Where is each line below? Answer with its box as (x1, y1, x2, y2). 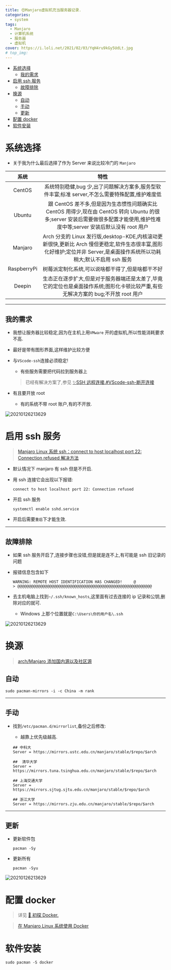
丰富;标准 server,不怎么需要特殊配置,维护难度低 (49, 191, 162, 198)
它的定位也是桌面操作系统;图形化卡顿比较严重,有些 (42, 283, 163, 290)
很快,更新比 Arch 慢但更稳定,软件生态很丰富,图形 (47, 241, 163, 248)
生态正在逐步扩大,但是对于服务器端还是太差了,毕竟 (42, 275, 163, 282)
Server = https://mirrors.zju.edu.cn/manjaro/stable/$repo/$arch (12, 801, 154, 807)
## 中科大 (12, 745, 32, 750)
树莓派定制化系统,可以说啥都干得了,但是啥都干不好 (42, 266, 163, 273)
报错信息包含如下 (12, 569, 49, 575)
